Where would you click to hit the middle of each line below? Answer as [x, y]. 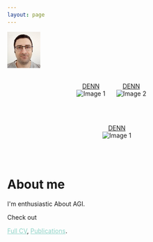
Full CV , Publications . [37, 231]
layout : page [26, 15]
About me [36, 184]
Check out [22, 217]
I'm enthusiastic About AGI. [46, 204]
